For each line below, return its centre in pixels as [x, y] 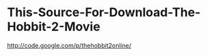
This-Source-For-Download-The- [104, 12]
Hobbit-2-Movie [54, 27]
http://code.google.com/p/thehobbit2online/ [69, 45]
